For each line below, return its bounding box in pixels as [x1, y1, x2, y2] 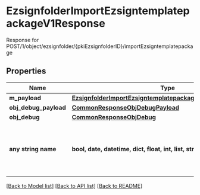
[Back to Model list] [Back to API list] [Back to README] [6, 182, 143, 189]
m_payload [9, 94, 42, 102]
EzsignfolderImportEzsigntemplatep [6, 4, 190, 18]
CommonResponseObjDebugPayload [71, 103, 180, 111]
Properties [6, 66, 46, 76]
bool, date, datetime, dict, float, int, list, [71, 145, 185, 153]
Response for [6, 36, 39, 43]
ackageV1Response [6, 17, 105, 30]
